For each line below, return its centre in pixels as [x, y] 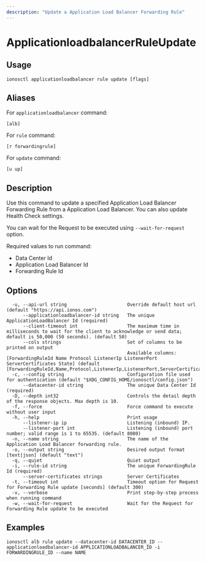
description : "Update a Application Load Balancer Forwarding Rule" [96, 12]
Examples [25, 528]
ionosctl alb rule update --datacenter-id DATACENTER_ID [81, 542]
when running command [34, 498]
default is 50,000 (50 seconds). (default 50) [67, 337]
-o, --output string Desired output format [98, 450]
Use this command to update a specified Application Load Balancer [91, 203]
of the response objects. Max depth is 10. [63, 402]
